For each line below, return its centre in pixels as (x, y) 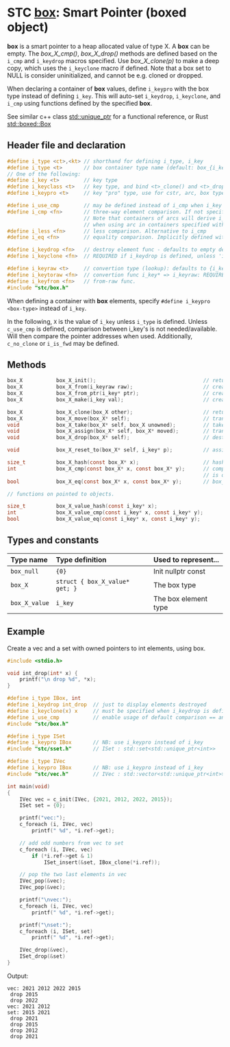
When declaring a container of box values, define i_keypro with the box (108, 89)
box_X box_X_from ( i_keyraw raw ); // (108, 387)
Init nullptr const (179, 571)
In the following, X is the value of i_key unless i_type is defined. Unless (107, 321)
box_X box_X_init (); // (108, 381)
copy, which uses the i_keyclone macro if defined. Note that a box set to (109, 68)
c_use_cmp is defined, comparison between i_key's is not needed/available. (112, 329)
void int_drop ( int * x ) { (42, 673)
